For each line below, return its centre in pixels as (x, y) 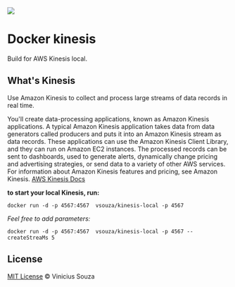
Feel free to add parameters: (49, 219)
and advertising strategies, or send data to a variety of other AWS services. (116, 164)
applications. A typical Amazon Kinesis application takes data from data (111, 126)
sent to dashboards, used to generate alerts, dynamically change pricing (113, 156)
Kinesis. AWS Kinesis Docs (46, 178)
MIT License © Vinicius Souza (51, 276)
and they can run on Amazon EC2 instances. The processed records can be (117, 149)
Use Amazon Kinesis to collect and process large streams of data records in (117, 97)
